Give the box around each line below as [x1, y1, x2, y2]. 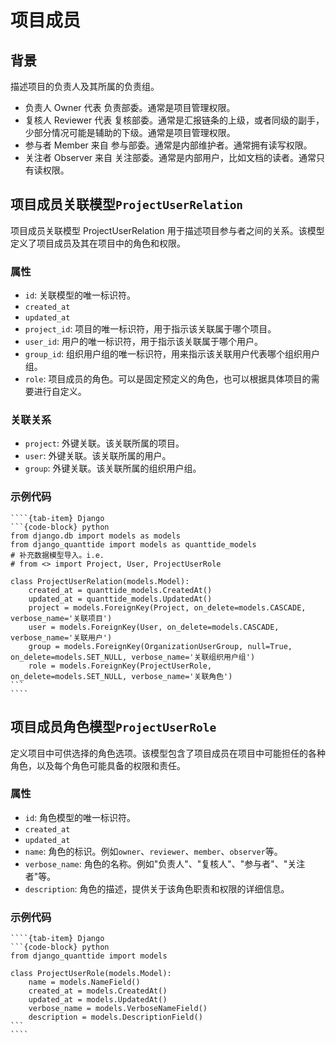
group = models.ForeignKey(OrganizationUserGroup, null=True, [28, 641, 293, 651]
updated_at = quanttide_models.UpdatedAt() [28, 594, 213, 604]
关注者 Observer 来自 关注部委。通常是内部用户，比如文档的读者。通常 [24, 152, 317, 163]
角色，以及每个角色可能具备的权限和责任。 [10, 759, 186, 771]
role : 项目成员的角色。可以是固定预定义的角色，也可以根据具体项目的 [24, 373, 312, 385]
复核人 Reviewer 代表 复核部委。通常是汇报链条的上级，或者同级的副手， [24, 114, 325, 126]
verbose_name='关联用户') [10, 632, 113, 643]
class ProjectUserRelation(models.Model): [10, 576, 190, 586]
